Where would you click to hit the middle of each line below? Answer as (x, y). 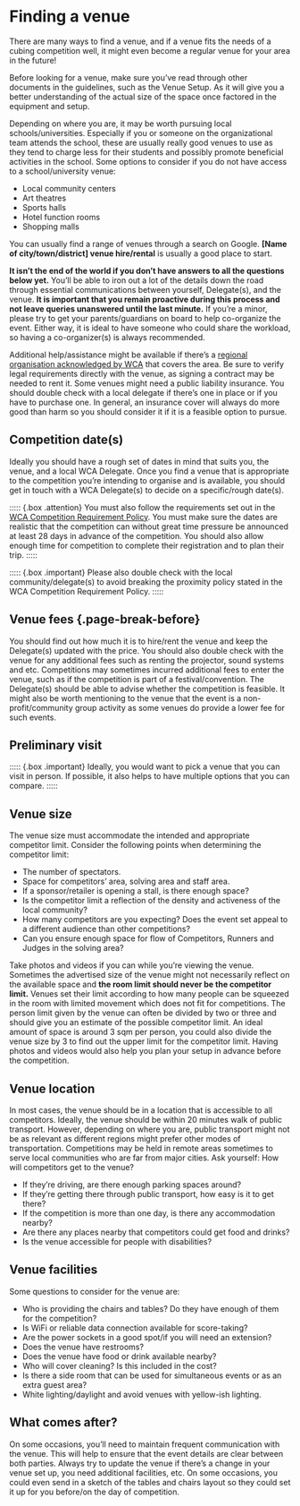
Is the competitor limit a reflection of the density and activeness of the (151, 901)
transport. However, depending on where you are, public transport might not (150, 1129)
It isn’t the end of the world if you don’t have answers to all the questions (147, 270)
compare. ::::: (33, 786)
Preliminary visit (56, 745)
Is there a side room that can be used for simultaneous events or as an (152, 1375)
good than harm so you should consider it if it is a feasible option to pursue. (148, 411)
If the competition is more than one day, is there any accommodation (149, 1213)
